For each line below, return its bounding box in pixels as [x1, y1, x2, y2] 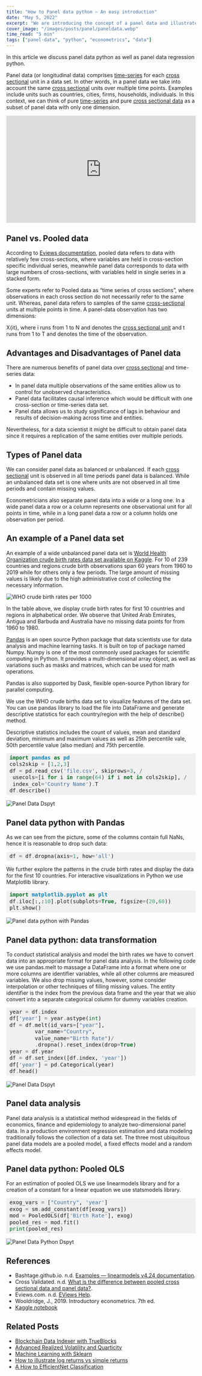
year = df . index [9, 1008, 57, 1015]
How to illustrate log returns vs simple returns [14, 1357, 128, 1364]
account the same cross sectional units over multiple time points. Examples [6, 84, 192, 91]
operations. [6, 667, 35, 675]
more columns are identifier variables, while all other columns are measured [6, 970, 194, 978]
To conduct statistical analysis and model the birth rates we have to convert [6, 951, 194, 958]
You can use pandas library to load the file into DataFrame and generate [6, 704, 185, 711]
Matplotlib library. [6, 879, 50, 886]
